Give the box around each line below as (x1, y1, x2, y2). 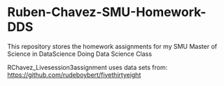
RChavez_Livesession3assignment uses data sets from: (7, 63, 168, 71)
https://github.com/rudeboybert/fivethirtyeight (7, 71, 141, 79)
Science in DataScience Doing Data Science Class (7, 50, 153, 58)
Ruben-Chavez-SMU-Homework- (7, 4, 206, 20)
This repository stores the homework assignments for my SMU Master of (7, 42, 218, 50)
